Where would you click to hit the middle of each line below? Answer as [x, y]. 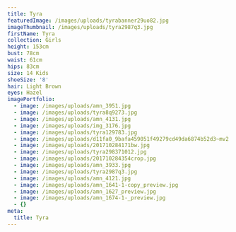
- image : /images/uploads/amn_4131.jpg [72, 119]
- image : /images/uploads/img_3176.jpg [72, 126]
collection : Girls [34, 40]
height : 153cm [28, 47]
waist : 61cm [25, 60]
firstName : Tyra [31, 34]
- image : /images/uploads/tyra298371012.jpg [80, 152]
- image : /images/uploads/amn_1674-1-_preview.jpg [90, 198]
